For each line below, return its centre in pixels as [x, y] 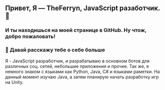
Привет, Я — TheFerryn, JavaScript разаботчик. [83, 8]
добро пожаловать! [30, 36]
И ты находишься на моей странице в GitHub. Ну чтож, [76, 30]
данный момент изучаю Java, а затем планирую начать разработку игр [82, 76]
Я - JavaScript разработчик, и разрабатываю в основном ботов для [77, 61]
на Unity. [14, 82]
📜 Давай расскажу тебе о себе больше [55, 50]
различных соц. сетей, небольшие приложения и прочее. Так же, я [77, 66]
